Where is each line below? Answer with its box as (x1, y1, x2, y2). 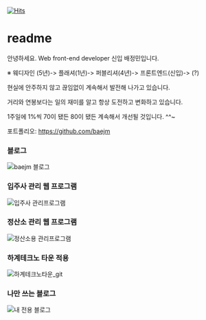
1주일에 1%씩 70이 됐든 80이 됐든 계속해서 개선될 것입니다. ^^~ (7, 112, 176, 120)
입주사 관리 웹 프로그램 (7, 182, 78, 192)
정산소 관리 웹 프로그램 (7, 217, 78, 227)
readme (7, 31, 52, 46)
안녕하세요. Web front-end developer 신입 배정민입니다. (7, 54, 159, 62)
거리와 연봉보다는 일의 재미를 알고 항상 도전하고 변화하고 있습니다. (7, 98, 183, 106)
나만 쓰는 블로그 (7, 289, 56, 299)
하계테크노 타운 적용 (7, 253, 69, 262)
